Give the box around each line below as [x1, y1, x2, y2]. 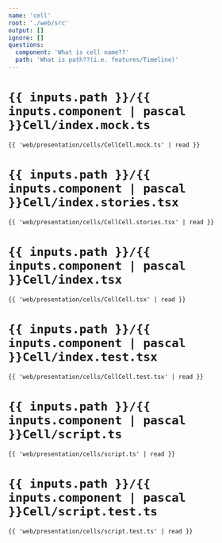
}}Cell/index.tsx [8, 272, 123, 287]
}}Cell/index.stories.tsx [8, 195, 179, 210]
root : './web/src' [8, 19, 69, 27]
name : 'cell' [8, 11, 52, 20]
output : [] [8, 26, 44, 34]
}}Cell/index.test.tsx [8, 350, 158, 365]
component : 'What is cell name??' [15, 48, 129, 56]
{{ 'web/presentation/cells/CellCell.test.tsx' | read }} [8, 373, 204, 380]
